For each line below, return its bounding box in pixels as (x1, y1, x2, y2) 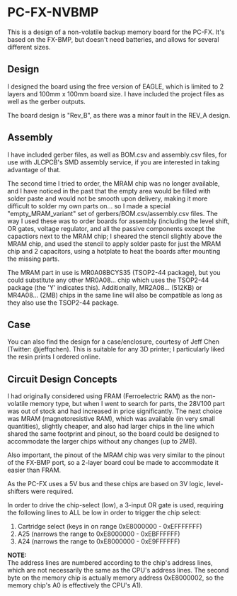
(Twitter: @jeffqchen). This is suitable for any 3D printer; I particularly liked (7, 345, 225, 354)
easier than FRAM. (7, 466, 62, 475)
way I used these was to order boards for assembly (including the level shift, (7, 217, 230, 225)
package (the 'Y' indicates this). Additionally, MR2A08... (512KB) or (7, 283, 202, 291)
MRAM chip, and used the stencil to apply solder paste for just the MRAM (7, 239, 221, 248)
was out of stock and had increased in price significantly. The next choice (7, 407, 223, 415)
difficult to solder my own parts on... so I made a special (7, 201, 171, 210)
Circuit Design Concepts (7, 373, 118, 385)
